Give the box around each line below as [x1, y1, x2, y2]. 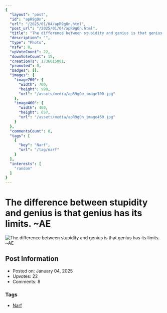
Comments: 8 [12, 278, 41, 284]
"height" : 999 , [18, 86, 51, 92]
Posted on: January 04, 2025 [12, 268, 73, 274]
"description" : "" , [10, 36, 51, 41]
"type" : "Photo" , [10, 40, 46, 45]
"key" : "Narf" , [18, 142, 51, 148]
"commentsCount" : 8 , [10, 128, 53, 133]
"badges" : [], [10, 68, 39, 73]
